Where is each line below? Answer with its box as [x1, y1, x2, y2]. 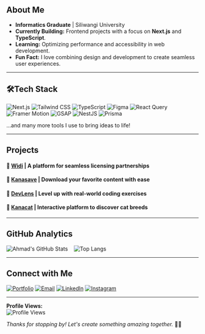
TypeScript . [15, 34, 46, 41]
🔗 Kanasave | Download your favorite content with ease [6, 176, 150, 183]
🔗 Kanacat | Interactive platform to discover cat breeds [6, 204, 148, 211]
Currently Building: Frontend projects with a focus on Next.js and [15, 27, 182, 35]
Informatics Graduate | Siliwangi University [15, 21, 125, 28]
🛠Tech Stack [6, 84, 58, 94]
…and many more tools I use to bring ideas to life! [6, 121, 131, 129]
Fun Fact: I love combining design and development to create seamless [15, 53, 195, 60]
